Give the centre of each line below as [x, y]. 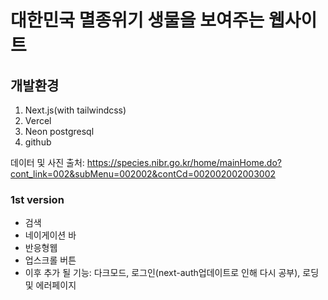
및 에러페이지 [50, 285]
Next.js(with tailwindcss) [75, 110]
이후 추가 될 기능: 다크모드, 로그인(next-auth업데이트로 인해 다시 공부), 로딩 [172, 273]
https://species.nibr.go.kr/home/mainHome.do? [184, 162]
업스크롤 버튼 [50, 260]
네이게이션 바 [50, 235]
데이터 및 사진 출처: [47, 162]
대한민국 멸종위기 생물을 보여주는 [137, 20]
